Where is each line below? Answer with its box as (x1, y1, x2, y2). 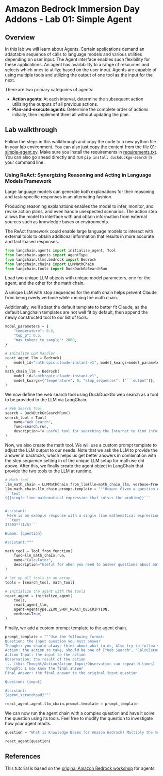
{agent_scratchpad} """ (5, 693, 51, 698)
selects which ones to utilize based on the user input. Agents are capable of (5, 67, 157, 73)
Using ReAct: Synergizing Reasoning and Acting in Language (5, 172, 152, 178)
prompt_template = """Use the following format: (5, 634, 105, 639)
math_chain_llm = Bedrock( (5, 369, 60, 374)
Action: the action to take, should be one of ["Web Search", (5, 648, 133, 653)
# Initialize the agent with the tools (5, 589, 86, 594)
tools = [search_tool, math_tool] (5, 580, 75, 585)
